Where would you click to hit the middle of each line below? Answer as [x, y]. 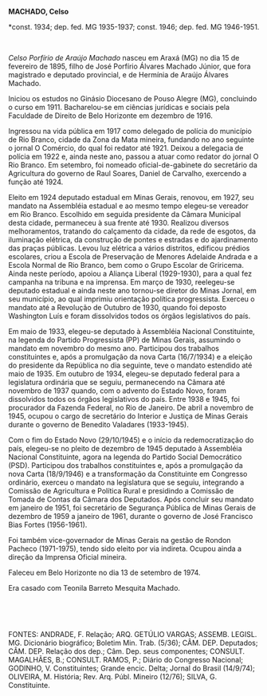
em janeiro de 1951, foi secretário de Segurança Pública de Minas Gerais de [132, 508]
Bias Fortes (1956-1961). [48, 525]
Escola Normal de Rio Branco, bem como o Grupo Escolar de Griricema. [126, 265]
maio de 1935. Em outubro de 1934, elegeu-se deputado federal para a [124, 374]
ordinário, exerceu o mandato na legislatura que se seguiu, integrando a [126, 482]
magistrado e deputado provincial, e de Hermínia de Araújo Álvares [118, 75]
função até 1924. [36, 182]
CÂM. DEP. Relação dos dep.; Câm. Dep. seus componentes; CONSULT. [127, 651]
